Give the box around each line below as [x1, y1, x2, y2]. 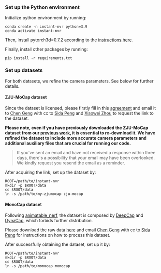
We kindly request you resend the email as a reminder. [16, 160, 126, 166]
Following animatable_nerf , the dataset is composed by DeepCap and [5, 212, 144, 218]
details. [5, 83, 20, 89]
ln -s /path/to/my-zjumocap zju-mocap [5, 191, 83, 196]
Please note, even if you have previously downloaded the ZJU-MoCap [5, 125, 148, 130]
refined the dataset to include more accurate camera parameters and [5, 135, 146, 141]
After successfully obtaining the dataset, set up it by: [5, 241, 110, 247]
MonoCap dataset [5, 202, 42, 208]
